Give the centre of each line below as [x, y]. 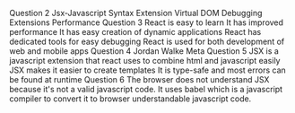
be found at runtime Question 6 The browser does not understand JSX [139, 79]
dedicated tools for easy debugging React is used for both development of [147, 41]
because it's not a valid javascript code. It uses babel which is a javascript [146, 89]
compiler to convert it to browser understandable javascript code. [130, 99]
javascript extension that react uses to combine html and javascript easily [145, 61]
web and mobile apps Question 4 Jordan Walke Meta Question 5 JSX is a [144, 51]
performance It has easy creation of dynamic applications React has [135, 32]
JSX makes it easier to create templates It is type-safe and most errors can [148, 70]
